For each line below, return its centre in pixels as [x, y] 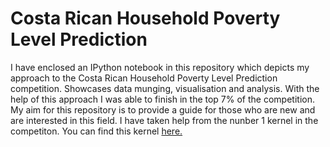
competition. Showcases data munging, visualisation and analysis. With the [165, 88]
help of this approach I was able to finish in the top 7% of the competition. [162, 99]
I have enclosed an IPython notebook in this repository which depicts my [160, 67]
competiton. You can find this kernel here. [96, 131]
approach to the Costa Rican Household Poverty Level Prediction [144, 78]
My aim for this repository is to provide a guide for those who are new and [163, 109]
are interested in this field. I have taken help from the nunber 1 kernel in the [164, 120]
